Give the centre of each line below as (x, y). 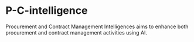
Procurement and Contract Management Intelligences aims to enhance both (97, 26)
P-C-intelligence (47, 11)
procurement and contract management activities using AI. (76, 32)
